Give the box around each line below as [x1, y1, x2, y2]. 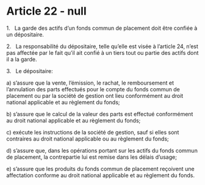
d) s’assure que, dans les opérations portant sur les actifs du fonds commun [6, 147, 198, 154]
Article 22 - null [6, 4, 87, 18]
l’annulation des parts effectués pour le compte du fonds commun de [6, 85, 180, 92]
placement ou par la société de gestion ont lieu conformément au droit [6, 92, 184, 99]
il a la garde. [6, 55, 37, 63]
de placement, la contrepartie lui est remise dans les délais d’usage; [6, 153, 177, 161]
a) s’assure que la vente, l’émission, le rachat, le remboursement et [6, 79, 174, 86]
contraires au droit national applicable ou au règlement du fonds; [6, 135, 169, 142]
